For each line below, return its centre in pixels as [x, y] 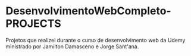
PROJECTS [34, 24]
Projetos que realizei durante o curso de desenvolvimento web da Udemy [95, 40]
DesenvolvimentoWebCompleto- [88, 11]
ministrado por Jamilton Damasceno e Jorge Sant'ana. [72, 46]
